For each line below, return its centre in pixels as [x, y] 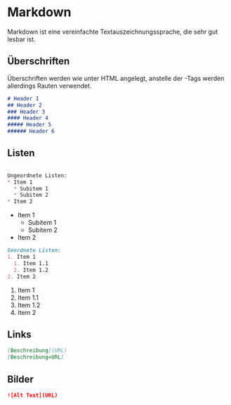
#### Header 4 [28, 118]
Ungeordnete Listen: [38, 175]
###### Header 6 [31, 131]
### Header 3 [26, 112]
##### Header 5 [29, 125]
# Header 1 [23, 98]
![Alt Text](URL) [33, 395]
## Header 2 [25, 105]
